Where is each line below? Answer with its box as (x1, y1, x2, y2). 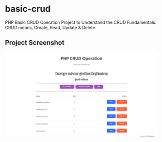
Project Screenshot (5, 39, 65, 47)
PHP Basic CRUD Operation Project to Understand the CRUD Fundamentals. (5, 19, 157, 25)
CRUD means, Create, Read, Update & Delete (5, 24, 96, 30)
